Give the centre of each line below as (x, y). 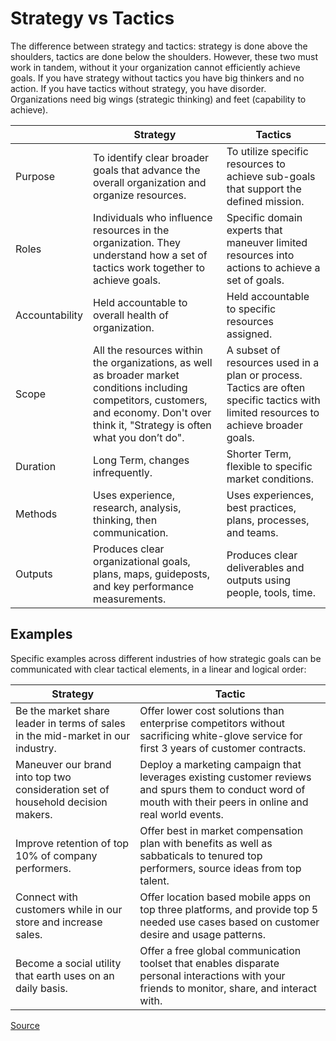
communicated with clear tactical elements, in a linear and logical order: (158, 669)
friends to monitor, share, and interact (228, 988)
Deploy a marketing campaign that (220, 764)
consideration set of (62, 789)
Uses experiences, (270, 495)
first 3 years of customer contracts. (223, 748)
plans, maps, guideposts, (152, 574)
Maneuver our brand (63, 764)
